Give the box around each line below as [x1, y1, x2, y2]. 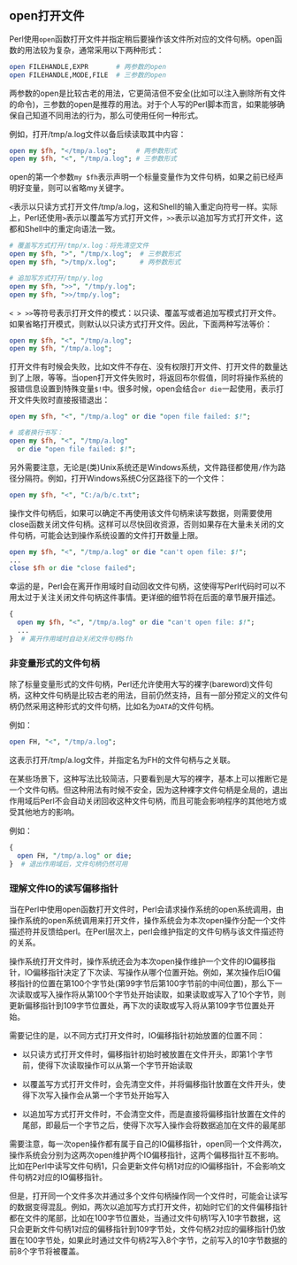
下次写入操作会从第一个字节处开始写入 [29, 1090, 170, 1100]
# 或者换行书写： [9, 428, 64, 437]
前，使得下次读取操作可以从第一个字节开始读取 [21, 1060, 193, 1070]
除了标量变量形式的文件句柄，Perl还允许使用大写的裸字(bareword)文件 [9, 679, 265, 690]
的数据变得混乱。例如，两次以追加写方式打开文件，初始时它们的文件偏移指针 [9, 1201, 288, 1212]
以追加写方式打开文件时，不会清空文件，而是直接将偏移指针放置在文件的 [21, 1108, 286, 1119]
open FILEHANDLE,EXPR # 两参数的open [9, 62, 166, 71]
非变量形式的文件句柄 [9, 657, 100, 669]
